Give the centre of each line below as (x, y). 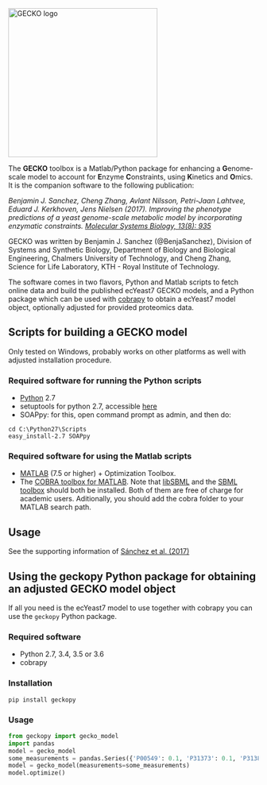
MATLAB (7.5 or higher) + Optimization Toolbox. (98, 474)
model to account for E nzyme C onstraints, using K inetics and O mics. (140, 177)
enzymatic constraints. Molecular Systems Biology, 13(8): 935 (110, 226)
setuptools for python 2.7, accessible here (88, 406)
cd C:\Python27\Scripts (48, 429)
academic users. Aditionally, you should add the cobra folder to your (132, 499)
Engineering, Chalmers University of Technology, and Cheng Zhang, (120, 258)
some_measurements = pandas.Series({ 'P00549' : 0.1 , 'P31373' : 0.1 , (122, 758)
